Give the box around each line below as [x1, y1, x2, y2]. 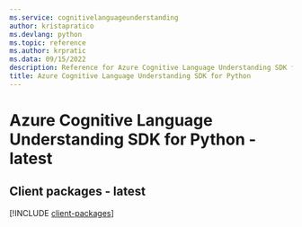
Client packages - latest [9, 184, 147, 199]
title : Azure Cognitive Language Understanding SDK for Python [9, 72, 252, 81]
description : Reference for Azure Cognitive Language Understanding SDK [9, 64, 288, 73]
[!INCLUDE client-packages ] [9, 207, 114, 218]
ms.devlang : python [9, 30, 83, 39]
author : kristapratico [9, 22, 94, 31]
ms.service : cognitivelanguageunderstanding [9, 13, 179, 22]
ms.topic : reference [9, 38, 87, 48]
